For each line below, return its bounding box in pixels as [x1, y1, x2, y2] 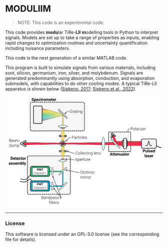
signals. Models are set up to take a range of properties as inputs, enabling [5, 34, 159, 40]
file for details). [5, 236, 36, 242]
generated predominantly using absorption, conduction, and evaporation [5, 75, 155, 81]
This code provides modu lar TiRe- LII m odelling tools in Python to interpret [5, 29, 158, 35]
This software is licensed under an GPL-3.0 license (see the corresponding [5, 231, 159, 237]
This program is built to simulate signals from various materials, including [5, 64, 156, 70]
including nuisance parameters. [5, 45, 70, 51]
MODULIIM [5, 3, 51, 14]
